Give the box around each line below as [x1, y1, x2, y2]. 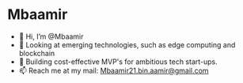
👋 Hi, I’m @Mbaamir [18, 32, 84, 41]
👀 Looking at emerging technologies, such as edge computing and [18, 40, 236, 49]
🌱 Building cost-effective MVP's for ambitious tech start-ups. [18, 57, 218, 66]
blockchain [18, 48, 55, 58]
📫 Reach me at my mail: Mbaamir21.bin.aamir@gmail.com [18, 66, 209, 75]
